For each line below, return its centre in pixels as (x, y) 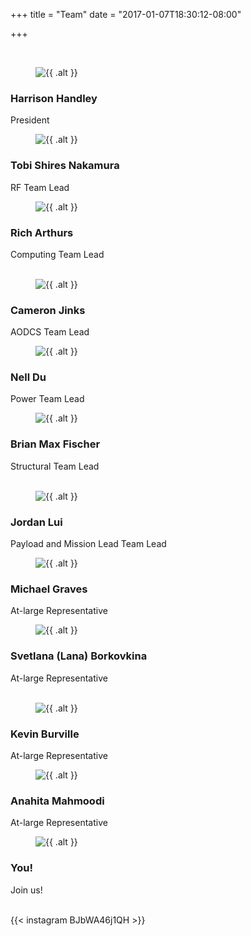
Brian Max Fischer (55, 444)
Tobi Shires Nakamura (65, 166)
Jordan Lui (36, 522)
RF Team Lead (40, 187)
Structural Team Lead (55, 466)
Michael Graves (49, 589)
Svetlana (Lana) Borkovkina (79, 656)
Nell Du (28, 377)
